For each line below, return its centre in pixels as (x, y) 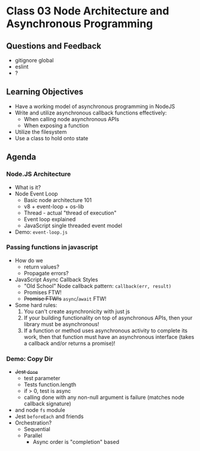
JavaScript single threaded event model (73, 225)
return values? (42, 267)
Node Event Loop (36, 194)
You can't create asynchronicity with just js (77, 311)
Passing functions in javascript (52, 247)
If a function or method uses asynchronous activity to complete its (105, 330)
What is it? (28, 187)
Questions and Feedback (54, 46)
